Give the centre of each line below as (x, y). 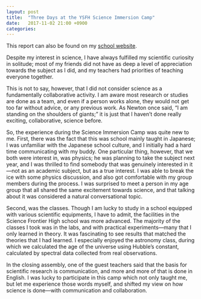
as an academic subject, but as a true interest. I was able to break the (107, 171)
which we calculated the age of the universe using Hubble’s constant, (93, 247)
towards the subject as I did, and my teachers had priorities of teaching (95, 71)
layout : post (23, 12)
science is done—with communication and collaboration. (77, 291)
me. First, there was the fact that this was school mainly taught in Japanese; (101, 139)
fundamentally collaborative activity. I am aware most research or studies (97, 95)
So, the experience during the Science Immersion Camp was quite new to (97, 132)
